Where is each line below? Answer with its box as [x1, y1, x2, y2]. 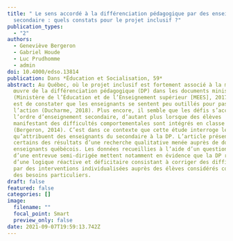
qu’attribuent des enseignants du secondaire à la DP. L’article [13, 133, 207, 140]
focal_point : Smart [13, 210, 70, 217]
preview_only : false [13, 217, 73, 224]
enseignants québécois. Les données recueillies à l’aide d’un [13, 146, 200, 153]
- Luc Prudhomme [13, 56, 60, 63]
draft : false [7, 178, 45, 185]
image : [7, 197, 26, 205]
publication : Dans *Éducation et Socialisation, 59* [7, 74, 163, 82]
